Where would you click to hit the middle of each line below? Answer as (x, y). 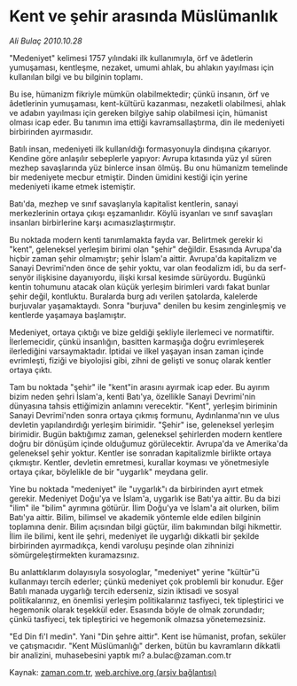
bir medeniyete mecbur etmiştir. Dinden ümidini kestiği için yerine (129, 177)
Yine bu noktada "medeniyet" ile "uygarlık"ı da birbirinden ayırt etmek (137, 488)
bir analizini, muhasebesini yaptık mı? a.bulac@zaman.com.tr (121, 655)
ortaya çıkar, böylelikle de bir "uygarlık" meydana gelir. (109, 472)
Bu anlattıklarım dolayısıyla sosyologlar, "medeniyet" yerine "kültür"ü (134, 572)
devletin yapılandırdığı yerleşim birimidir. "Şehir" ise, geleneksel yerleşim (142, 425)
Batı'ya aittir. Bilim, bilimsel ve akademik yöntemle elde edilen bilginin (135, 517)
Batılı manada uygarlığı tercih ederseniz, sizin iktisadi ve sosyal (124, 590)
